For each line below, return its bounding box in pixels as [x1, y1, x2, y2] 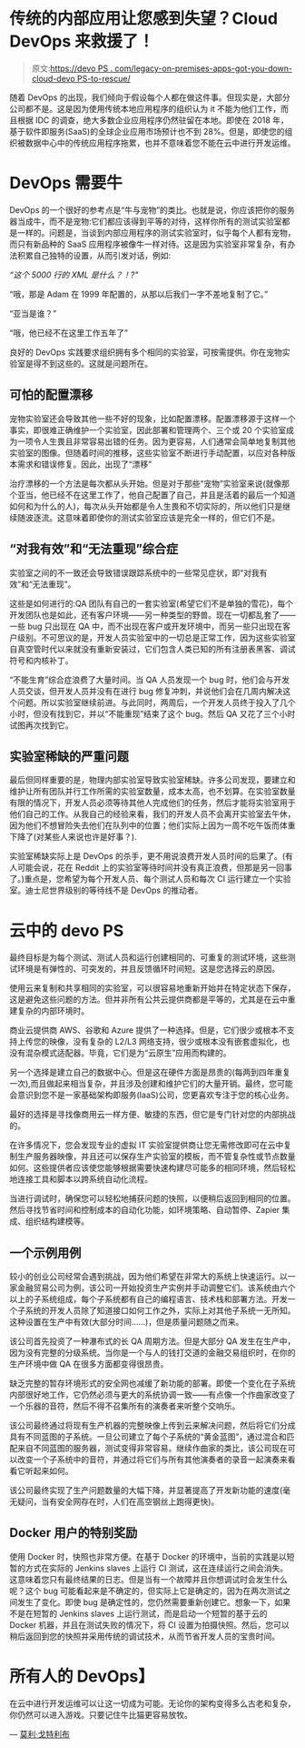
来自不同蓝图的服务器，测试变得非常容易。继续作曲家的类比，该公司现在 [16, 1443, 288, 1454]
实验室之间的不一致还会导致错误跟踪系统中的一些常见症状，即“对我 [9, 567, 261, 578]
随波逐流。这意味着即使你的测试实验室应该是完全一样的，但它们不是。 [16, 511, 280, 523]
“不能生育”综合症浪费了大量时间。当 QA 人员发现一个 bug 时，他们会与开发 [9, 674, 290, 685]
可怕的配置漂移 [9, 388, 93, 403]
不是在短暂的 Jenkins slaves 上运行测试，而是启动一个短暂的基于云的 [9, 1608, 268, 1619]
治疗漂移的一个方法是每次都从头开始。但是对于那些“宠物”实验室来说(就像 [9, 478, 282, 489]
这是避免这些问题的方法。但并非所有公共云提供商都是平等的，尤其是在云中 [9, 994, 288, 1005]
